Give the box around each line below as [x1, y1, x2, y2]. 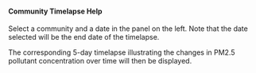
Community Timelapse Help [8, 6, 103, 16]
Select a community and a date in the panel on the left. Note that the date [8, 24, 248, 33]
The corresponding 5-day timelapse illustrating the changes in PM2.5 [8, 48, 235, 57]
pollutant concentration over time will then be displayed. [8, 56, 192, 66]
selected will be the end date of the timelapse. [8, 33, 160, 42]
